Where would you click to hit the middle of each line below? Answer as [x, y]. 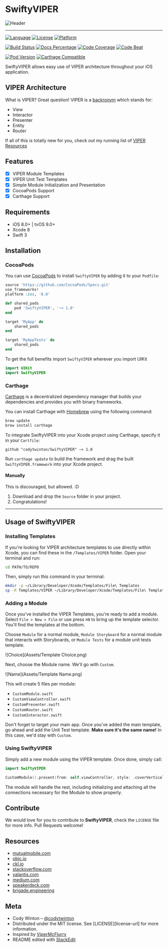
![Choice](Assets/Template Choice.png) [46, 655]
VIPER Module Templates [38, 173]
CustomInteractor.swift [37, 715]
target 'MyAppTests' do [30, 340]
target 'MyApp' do [24, 322]
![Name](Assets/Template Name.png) [44, 674]
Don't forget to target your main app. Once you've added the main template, [83, 725]
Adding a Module [26, 603]
